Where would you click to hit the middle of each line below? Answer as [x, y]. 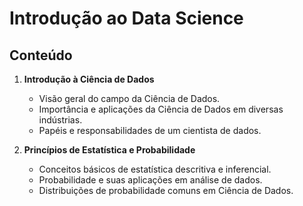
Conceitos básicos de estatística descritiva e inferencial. [155, 169]
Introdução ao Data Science [126, 18]
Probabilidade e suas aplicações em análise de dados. [150, 180]
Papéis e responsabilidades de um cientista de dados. [150, 130]
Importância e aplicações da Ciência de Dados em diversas [161, 109]
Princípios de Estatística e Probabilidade [109, 150]
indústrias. [60, 120]
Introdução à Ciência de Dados [89, 79]
